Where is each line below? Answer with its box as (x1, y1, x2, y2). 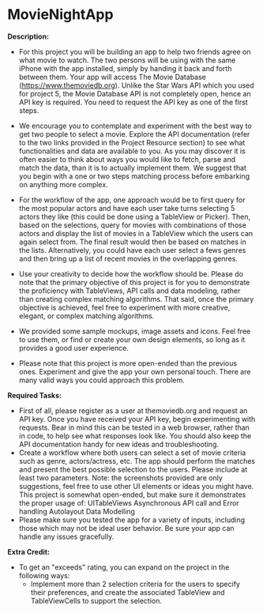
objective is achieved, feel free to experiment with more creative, (18, 303, 231, 312)
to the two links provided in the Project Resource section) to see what (18, 137, 246, 147)
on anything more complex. (18, 179, 108, 189)
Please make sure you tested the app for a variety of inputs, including (18, 515, 246, 525)
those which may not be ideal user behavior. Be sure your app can (18, 523, 235, 532)
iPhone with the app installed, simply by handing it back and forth (18, 63, 232, 73)
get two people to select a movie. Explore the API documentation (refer (18, 129, 250, 139)
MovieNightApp (7, 6, 114, 24)
